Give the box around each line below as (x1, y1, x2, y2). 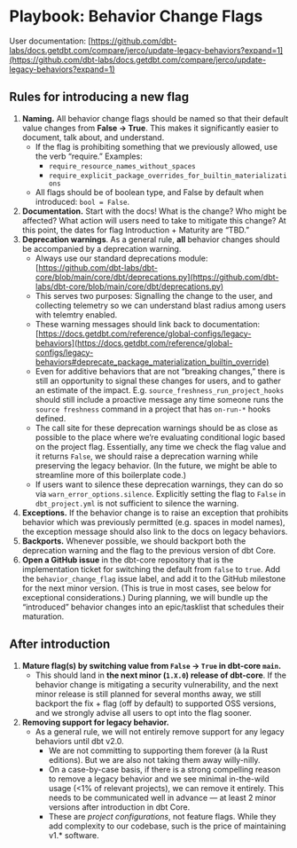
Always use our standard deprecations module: (35, 253, 208, 263)
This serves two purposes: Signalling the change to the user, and (35, 290, 273, 301)
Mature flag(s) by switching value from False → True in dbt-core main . (21, 660, 282, 671)
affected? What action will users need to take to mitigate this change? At (21, 215, 286, 225)
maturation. (21, 610, 65, 622)
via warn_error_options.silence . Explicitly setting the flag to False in (35, 488, 286, 499)
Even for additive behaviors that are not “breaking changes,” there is (35, 365, 285, 376)
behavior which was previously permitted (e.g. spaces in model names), (21, 516, 285, 527)
